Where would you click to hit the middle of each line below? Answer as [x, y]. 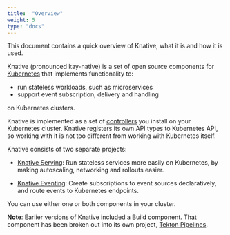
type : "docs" [26, 26]
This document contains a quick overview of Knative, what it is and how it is [115, 46]
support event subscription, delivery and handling [88, 94]
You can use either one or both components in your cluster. [92, 204]
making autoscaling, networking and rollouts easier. [90, 170]
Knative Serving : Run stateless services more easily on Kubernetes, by [118, 163]
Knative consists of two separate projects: [67, 150]
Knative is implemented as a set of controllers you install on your [99, 121]
